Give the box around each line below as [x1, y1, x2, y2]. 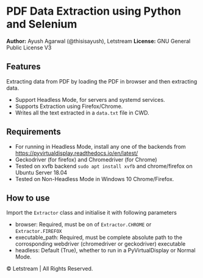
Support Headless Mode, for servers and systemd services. [15, 96, 166, 103]
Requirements [6, 127, 61, 137]
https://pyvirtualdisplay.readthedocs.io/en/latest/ [15, 149, 138, 157]
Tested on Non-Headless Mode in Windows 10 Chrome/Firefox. [15, 175, 174, 182]
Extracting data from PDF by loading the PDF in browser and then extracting [6, 77, 198, 85]
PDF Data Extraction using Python [6, 4, 182, 18]
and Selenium [6, 17, 77, 31]
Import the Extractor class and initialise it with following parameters [6, 209, 177, 216]
